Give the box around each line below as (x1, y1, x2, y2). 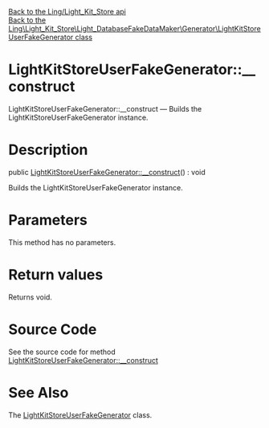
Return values (8, 266, 104, 283)
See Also (8, 383, 69, 402)
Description (8, 141, 88, 159)
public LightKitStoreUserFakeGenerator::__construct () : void (8, 167, 206, 177)
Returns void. (8, 292, 52, 302)
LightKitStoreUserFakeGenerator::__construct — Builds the (8, 104, 202, 113)
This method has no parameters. (8, 237, 116, 247)
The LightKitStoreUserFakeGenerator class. (8, 410, 153, 420)
